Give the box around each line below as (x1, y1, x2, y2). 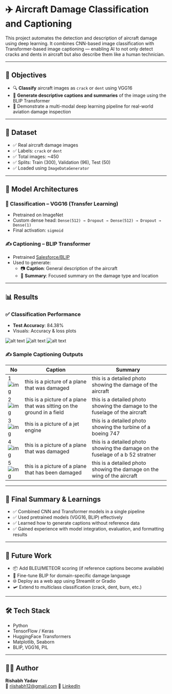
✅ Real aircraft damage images (12, 141, 78, 148)
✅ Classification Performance (5, 311, 81, 318)
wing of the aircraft (92, 472, 138, 479)
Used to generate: (12, 259, 51, 266)
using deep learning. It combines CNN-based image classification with (5, 40, 155, 46)
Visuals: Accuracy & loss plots (12, 328, 77, 334)
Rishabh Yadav (5, 677, 38, 684)
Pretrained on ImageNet (12, 212, 63, 218)
